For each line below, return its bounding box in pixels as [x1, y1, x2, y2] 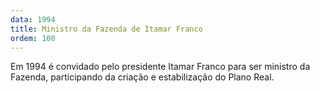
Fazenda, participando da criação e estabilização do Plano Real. [10, 71, 275, 83]
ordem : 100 [10, 33, 56, 43]
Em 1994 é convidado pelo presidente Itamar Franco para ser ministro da [10, 61, 311, 73]
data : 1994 [10, 14, 56, 25]
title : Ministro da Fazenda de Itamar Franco [10, 24, 203, 34]
